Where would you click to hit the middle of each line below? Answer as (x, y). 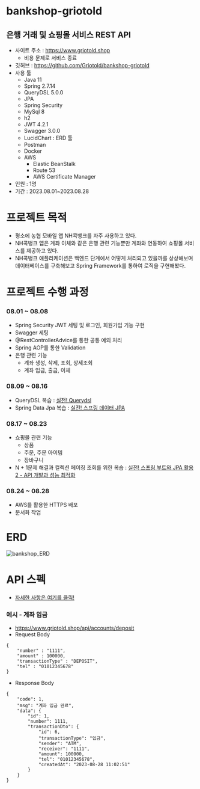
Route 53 (44, 170)
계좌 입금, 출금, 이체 (47, 370)
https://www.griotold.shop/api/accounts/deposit (74, 628)
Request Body (32, 634)
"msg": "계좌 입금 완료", (46, 706)
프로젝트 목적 (37, 218)
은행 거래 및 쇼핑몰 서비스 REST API (68, 35)
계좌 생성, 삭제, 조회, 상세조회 (58, 363)
